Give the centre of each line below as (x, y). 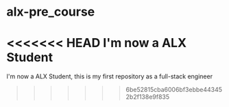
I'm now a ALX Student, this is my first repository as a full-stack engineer (110, 76)
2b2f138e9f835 (148, 97)
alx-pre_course (51, 12)
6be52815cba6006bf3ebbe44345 (174, 90)
